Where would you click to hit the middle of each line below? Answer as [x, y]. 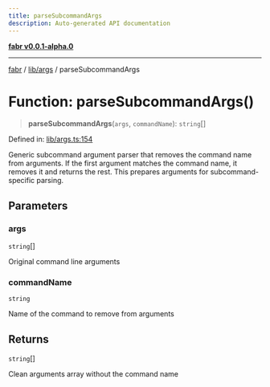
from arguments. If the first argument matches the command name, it [123, 163]
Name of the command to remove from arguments [91, 314]
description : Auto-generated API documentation [90, 23]
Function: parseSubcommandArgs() [131, 102]
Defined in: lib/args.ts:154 [51, 139]
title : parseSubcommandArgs [55, 16]
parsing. [50, 181]
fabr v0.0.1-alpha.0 [41, 46]
